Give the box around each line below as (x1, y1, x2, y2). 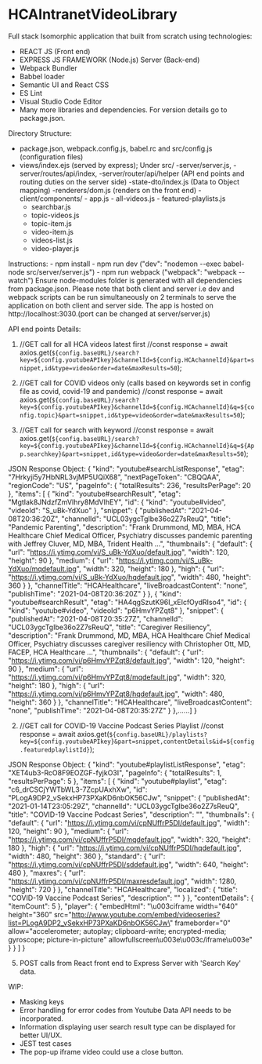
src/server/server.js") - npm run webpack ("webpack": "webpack (26, 267, 237, 276)
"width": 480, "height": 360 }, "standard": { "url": (8, 851, 166, 861)
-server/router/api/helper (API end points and (99, 169, 245, 178)
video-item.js (31, 227, 74, 236)
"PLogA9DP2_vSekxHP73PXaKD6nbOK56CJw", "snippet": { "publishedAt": (8, 793, 250, 802)
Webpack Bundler (19, 63, 77, 72)
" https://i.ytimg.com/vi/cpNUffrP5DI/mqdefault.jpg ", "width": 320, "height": (8, 834, 251, 844)
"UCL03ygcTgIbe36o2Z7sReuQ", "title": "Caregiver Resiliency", (8, 622, 212, 632)
